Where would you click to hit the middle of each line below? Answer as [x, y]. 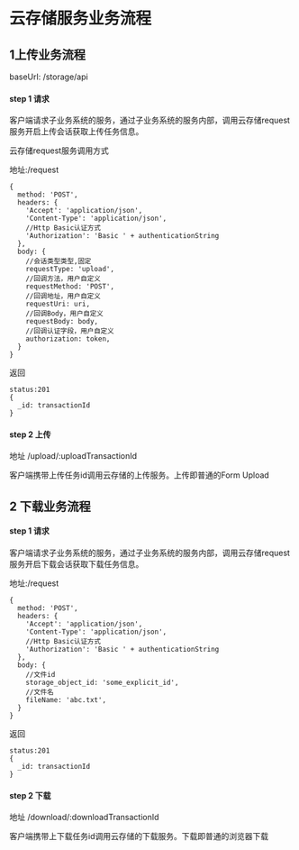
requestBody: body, [62, 322]
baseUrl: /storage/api [49, 77]
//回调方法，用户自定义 [63, 279]
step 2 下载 [30, 795]
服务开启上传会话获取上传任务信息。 [77, 132]
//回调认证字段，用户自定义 [70, 331]
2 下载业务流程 [50, 506]
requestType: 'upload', [70, 270]
